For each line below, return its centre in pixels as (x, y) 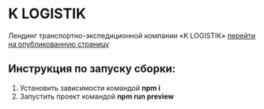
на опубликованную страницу (59, 43)
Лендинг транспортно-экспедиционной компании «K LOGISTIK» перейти (132, 36)
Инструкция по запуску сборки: (92, 69)
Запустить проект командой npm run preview (96, 96)
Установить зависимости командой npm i (90, 88)
